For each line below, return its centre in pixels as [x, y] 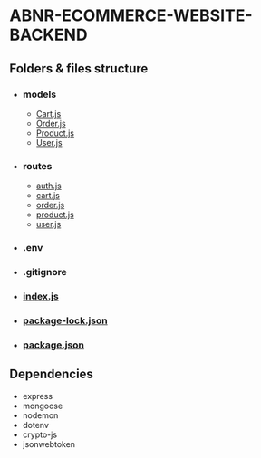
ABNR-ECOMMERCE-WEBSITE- [131, 16]
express [37, 396]
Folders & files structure [79, 68]
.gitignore [45, 272]
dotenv [36, 425]
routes [37, 166]
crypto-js [39, 434]
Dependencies [51, 374]
